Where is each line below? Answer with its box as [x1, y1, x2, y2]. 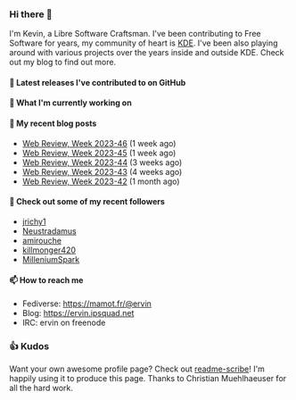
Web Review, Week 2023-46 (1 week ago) [21, 137, 177, 148]
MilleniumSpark [21, 254, 80, 264]
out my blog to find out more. [9, 57, 117, 68]
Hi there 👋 [9, 8, 53, 21]
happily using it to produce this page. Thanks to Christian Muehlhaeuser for [9, 373, 287, 384]
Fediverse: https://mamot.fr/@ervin [21, 298, 152, 309]
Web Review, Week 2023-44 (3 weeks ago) [21, 156, 183, 168]
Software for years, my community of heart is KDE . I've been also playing [9, 37, 278, 48]
